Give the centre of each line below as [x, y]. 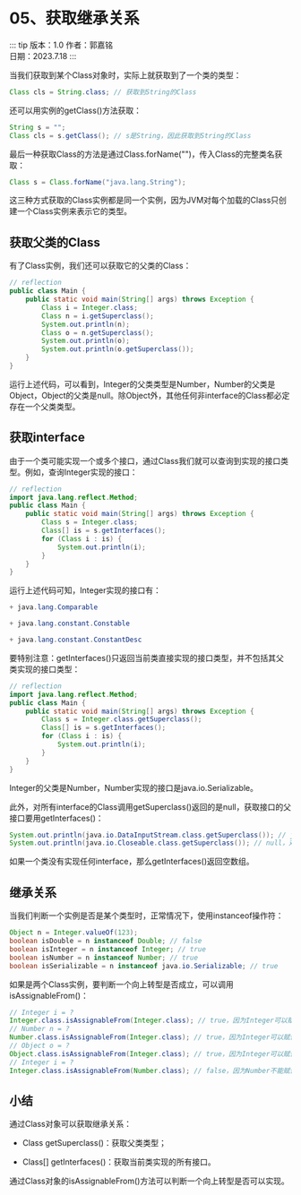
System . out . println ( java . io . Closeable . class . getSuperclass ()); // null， [149, 843]
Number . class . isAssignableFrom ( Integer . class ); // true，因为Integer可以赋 [150, 1037]
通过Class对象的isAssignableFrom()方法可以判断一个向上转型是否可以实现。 [149, 1181]
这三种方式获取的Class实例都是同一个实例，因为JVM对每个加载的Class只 [144, 200]
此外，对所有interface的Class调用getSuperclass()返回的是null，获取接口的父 [150, 806]
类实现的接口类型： [45, 669]
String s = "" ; [38, 127]
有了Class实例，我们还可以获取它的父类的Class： [100, 266]
